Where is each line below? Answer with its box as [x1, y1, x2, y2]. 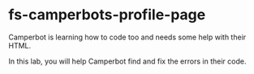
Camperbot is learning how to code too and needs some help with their [8, 32, 247, 42]
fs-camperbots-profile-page [8, 6, 206, 24]
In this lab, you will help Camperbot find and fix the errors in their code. [8, 56, 247, 66]
